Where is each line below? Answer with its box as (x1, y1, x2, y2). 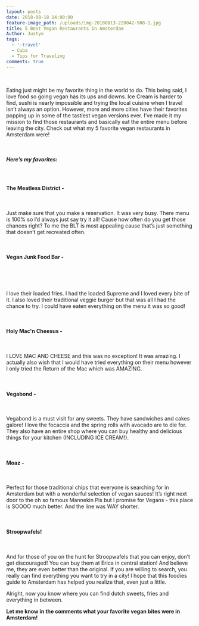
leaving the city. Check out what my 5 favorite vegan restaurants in (6, 124, 171, 132)
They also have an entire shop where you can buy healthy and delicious (6, 428, 183, 435)
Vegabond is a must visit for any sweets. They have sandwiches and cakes (6, 415, 190, 422)
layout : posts (6, 8, 42, 15)
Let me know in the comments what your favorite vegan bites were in (6, 608, 181, 615)
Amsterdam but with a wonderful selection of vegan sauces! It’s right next (6, 490, 188, 497)
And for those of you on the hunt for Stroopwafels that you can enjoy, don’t (6, 553, 191, 560)
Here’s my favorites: (6, 156, 58, 163)
